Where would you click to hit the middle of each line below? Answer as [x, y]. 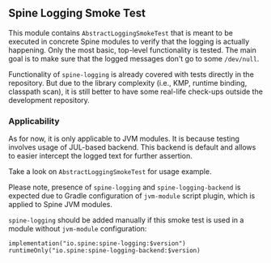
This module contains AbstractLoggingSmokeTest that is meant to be [121, 32]
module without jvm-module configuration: [78, 229]
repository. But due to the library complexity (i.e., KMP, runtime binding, [128, 83]
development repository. [49, 100]
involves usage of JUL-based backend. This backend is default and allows [132, 147]
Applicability [34, 121]
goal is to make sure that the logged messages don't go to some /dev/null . [134, 58]
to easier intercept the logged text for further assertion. [100, 156]
